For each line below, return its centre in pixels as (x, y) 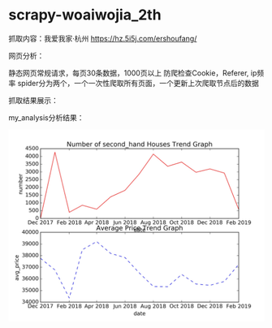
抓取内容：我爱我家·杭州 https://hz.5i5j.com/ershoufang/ (103, 38)
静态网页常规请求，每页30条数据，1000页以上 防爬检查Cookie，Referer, (129, 73)
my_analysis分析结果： (46, 117)
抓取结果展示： (33, 100)
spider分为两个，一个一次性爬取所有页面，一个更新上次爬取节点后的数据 (138, 83)
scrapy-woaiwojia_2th (85, 15)
